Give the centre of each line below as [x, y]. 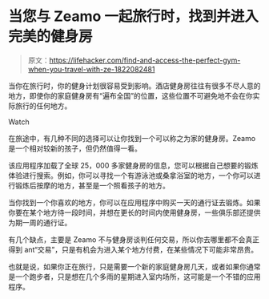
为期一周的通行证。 [40, 222]
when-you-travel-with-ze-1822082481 [91, 69]
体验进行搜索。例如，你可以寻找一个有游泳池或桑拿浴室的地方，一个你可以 [131, 175]
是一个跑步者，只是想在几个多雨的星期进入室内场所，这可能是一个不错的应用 [134, 277]
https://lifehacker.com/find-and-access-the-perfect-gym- [145, 60]
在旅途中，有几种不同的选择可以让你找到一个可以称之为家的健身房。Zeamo [132, 138]
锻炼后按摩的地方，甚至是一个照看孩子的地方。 [92, 185]
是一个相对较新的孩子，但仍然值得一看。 [75, 148]
